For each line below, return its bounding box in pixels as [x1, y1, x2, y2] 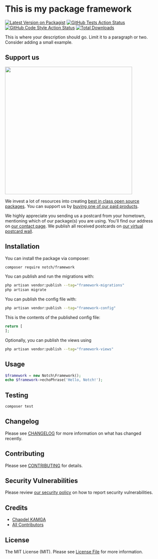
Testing [5, 391, 29, 399]
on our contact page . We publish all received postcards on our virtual [5, 223, 143, 229]
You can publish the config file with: [5, 296, 77, 302]
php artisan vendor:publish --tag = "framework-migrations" [5, 283, 125, 288]
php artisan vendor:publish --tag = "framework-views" [5, 347, 114, 352]
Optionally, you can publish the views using [5, 337, 92, 343]
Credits [5, 503, 28, 512]
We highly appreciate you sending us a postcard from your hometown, [5, 213, 146, 219]
